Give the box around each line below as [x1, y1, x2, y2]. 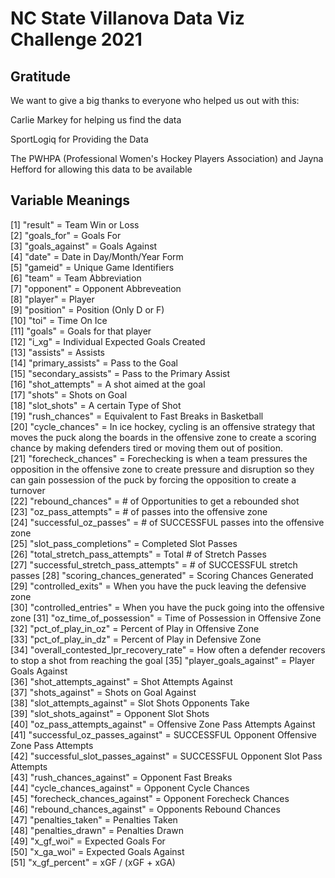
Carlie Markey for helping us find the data [10, 114, 182, 126]
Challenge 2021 [10, 28, 143, 51]
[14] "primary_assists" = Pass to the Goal [10, 357, 178, 369]
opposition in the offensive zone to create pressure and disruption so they [10, 463, 315, 475]
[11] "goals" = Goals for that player [10, 325, 152, 337]
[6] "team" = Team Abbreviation [10, 272, 142, 284]
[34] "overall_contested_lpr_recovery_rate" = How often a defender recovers [10, 643, 326, 656]
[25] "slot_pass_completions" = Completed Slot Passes [10, 537, 238, 549]
